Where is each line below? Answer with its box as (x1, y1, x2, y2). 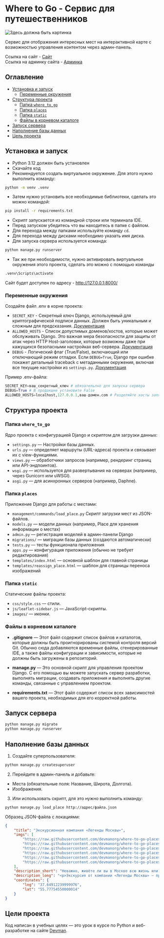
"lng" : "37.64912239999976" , (22, 882, 82, 888)
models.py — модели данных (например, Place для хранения (12, 521, 139, 527)
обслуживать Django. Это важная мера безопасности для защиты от (12, 334, 156, 339)
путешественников (5, 13, 88, 24)
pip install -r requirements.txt (5, 208, 73, 213)
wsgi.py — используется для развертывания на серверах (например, (12, 468, 157, 473)
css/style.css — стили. (12, 601, 61, 606)
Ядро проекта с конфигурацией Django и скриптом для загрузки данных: (5, 432, 158, 438)
